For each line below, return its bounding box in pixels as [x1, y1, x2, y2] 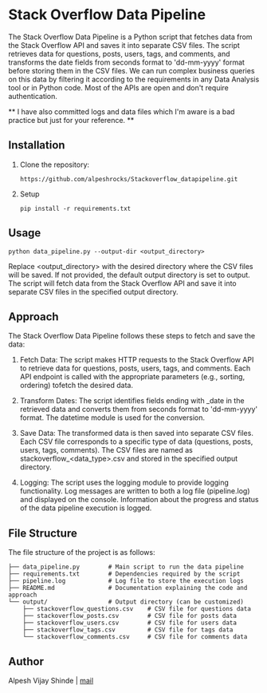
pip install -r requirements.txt [19, 204, 132, 212]
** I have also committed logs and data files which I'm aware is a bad [8, 106, 235, 117]
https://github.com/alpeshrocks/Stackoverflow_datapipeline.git [19, 175, 238, 183]
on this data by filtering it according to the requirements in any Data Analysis [8, 74, 260, 84]
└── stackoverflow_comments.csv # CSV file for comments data [22, 633, 248, 641]
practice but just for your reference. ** [8, 115, 135, 125]
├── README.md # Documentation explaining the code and [8, 584, 248, 592]
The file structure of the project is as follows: [8, 548, 155, 557]
